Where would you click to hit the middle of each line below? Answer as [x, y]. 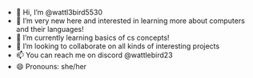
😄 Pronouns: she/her [51, 66]
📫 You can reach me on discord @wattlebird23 [94, 55]
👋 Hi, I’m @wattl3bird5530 [59, 12]
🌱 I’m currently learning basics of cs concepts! [92, 37]
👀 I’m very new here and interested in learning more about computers [131, 21]
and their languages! [50, 29]
